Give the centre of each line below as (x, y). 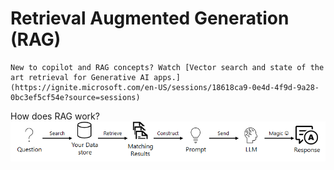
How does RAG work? (55, 116)
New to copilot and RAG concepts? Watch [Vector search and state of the (167, 67)
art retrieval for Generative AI (80, 77)
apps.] (167, 77)
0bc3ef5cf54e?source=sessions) (75, 97)
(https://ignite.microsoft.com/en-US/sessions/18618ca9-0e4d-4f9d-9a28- (165, 87)
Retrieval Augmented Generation (150, 18)
